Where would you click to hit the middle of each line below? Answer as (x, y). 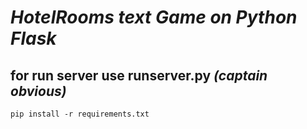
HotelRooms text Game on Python (154, 17)
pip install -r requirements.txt (80, 114)
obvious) (38, 91)
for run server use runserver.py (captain (139, 75)
